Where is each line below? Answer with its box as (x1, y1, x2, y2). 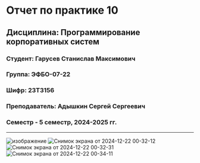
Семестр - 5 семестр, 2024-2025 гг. (6, 118, 117, 127)
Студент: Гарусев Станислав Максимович (6, 54, 136, 62)
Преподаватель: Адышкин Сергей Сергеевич (6, 102, 146, 111)
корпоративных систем (6, 36, 100, 46)
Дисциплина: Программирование (6, 27, 140, 37)
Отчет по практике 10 (6, 4, 118, 17)
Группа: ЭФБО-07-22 (6, 70, 71, 79)
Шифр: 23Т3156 (6, 86, 55, 95)
